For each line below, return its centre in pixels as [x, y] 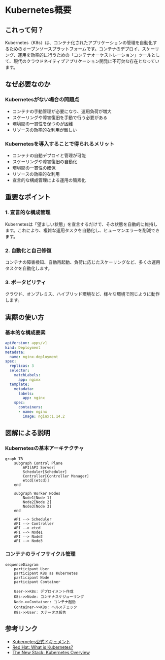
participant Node [32, 578]
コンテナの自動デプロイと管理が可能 [49, 155]
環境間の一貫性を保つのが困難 [42, 123]
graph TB [14, 459]
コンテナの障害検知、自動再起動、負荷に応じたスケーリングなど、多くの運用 [83, 262]
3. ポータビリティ [26, 282]
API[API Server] [39, 467]
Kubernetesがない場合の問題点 [42, 100]
